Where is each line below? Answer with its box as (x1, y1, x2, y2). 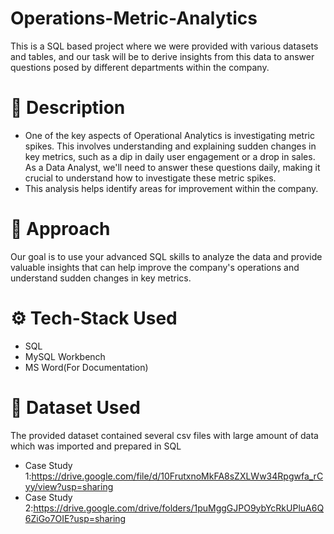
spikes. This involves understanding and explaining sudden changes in (24, 140, 317, 152)
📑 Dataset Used (10, 396, 141, 419)
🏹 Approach (10, 218, 111, 241)
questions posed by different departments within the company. (10, 61, 270, 73)
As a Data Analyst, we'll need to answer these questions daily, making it (24, 161, 321, 173)
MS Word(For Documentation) (24, 361, 149, 373)
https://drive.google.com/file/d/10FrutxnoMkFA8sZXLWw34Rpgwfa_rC (31, 470, 324, 482)
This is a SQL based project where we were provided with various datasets (10, 40, 319, 52)
